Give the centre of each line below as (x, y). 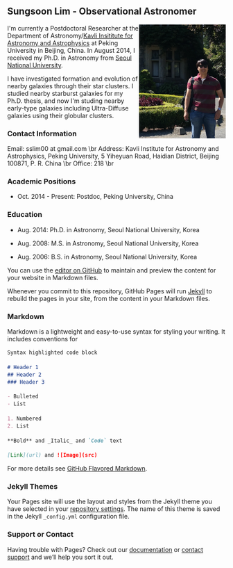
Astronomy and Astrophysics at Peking (63, 43)
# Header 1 (23, 367)
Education (25, 215)
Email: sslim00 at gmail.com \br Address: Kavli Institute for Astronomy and (113, 149)
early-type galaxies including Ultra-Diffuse (68, 108)
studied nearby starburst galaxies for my (65, 93)
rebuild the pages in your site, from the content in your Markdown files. (109, 298)
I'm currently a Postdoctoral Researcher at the (73, 28)
